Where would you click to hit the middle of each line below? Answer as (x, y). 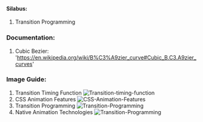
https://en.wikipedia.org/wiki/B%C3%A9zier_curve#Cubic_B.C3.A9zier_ (107, 57)
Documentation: (31, 38)
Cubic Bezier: (32, 51)
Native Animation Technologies (54, 112)
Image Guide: (26, 80)
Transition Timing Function (48, 93)
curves (24, 64)
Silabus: (17, 8)
